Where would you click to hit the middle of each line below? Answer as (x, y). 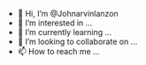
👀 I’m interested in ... (55, 23)
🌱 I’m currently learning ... (65, 32)
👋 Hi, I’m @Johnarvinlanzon (68, 14)
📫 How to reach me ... (58, 51)
